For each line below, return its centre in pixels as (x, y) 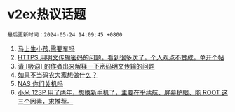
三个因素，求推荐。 (45, 101)
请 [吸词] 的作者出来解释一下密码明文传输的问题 (86, 66)
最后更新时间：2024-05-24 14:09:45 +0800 (65, 35)
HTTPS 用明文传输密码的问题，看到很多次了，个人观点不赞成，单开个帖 (121, 57)
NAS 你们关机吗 (40, 83)
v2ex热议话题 (47, 14)
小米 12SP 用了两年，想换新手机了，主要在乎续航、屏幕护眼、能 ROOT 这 (122, 92)
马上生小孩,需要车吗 (46, 48)
